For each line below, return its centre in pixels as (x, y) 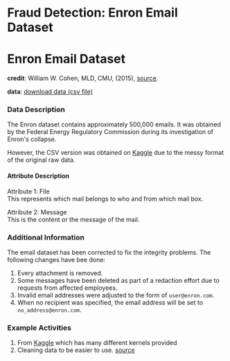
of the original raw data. (41, 160)
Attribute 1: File (28, 191)
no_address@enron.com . (49, 310)
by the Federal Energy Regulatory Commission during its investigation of (110, 132)
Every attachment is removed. (60, 273)
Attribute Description (38, 176)
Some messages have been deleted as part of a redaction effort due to (118, 280)
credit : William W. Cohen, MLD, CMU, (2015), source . (83, 78)
